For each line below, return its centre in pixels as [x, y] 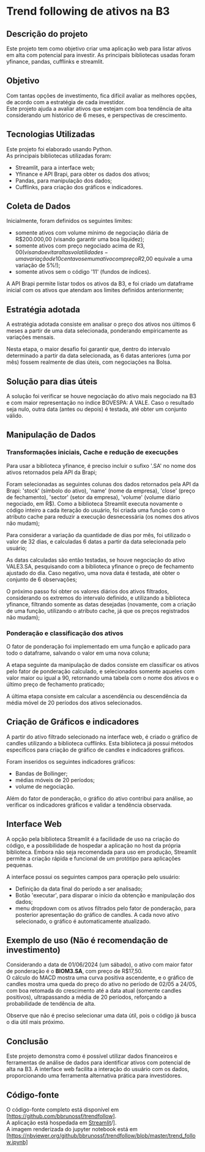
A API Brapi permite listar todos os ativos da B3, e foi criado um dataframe [100, 284]
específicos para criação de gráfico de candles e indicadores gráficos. [95, 750]
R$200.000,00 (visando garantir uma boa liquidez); [80, 239]
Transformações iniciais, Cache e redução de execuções [92, 453]
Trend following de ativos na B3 [88, 11]
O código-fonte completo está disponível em [63, 1110]
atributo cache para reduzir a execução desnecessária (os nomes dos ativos [103, 516]
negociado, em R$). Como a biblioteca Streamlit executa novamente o [95, 503]
